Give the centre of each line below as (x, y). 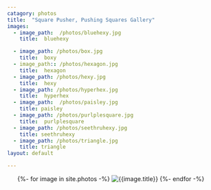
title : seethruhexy (47, 134)
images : (18, 26)
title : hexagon (43, 70)
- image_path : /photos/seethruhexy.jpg (70, 128)
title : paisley (41, 109)
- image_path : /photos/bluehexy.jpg (67, 33)
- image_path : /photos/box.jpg (58, 51)
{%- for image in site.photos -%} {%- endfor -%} (111, 179)
